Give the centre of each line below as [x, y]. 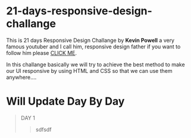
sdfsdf [43, 129]
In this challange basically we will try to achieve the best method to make [96, 65]
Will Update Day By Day [65, 101]
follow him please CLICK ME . [42, 53]
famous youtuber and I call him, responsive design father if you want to [93, 47]
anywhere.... [21, 77]
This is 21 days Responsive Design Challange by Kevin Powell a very [90, 40]
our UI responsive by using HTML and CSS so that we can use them [89, 70]
